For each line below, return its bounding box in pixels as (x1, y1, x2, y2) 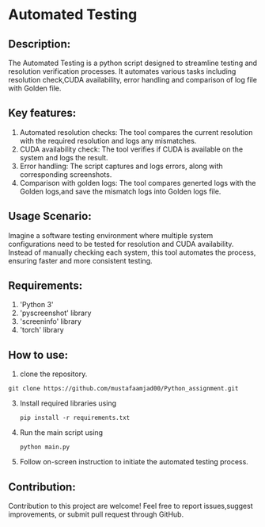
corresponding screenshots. (19, 169, 112, 179)
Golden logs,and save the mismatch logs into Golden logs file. (19, 187, 221, 196)
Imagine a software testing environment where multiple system (8, 230, 214, 240)
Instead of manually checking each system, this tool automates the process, (8, 248, 256, 257)
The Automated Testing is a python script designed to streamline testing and (8, 58, 258, 67)
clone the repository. (19, 369, 88, 379)
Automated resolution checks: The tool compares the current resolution (19, 127, 253, 137)
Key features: (8, 106, 77, 120)
